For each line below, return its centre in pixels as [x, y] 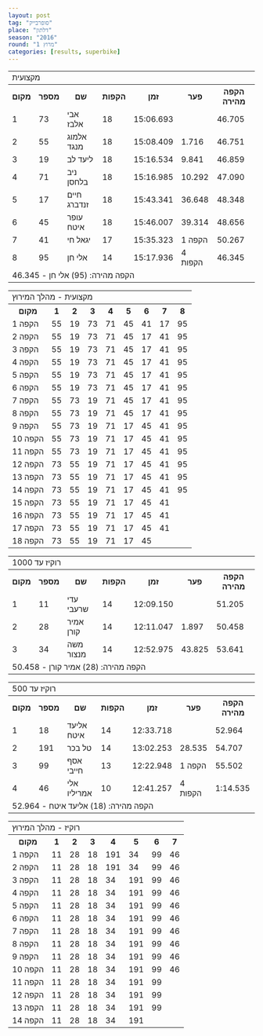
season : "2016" [33, 37]
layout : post [29, 15]
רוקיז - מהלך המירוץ [46, 827]
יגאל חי [79, 240]
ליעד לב [80, 159]
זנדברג [78, 205]
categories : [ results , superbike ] [65, 52]
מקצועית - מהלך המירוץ [52, 297]
